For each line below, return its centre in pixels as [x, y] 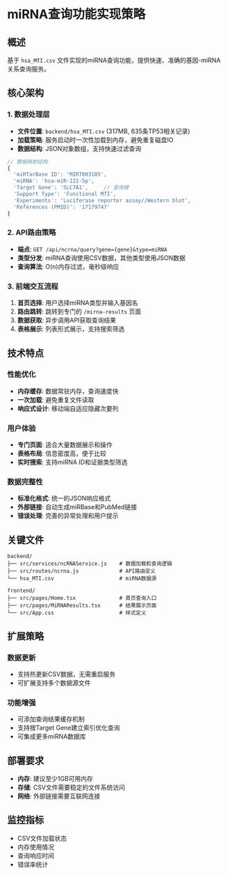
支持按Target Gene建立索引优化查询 [68, 728]
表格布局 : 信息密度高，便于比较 [62, 454]
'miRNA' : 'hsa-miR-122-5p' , [54, 181]
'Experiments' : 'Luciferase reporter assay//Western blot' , [102, 200]
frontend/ [22, 591]
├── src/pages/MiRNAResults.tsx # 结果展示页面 [82, 606]
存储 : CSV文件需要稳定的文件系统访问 [71, 787]
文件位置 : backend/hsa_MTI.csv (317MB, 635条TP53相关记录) [104, 131]
